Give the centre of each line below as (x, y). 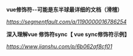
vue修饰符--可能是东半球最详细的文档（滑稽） (65, 9)
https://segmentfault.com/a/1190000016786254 (66, 22)
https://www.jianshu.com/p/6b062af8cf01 (59, 46)
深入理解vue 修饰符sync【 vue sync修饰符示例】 (68, 34)
